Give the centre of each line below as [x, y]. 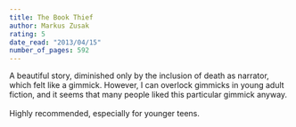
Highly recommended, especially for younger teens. [105, 114]
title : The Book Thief [51, 17]
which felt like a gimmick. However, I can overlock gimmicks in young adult [147, 85]
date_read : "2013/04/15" [55, 42]
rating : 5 [28, 34]
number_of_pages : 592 [49, 51]
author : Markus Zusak [49, 26]
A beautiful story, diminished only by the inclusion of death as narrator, [139, 75]
